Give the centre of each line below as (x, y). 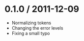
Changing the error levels (37, 28)
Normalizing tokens (31, 23)
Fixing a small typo (31, 33)
